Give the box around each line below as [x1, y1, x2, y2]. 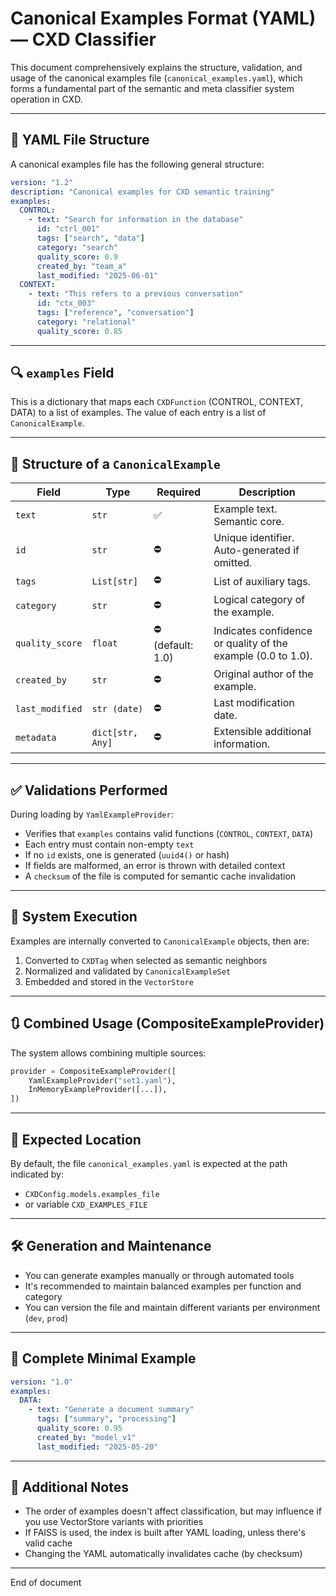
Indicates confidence [213, 623, 313, 637]
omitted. [213, 556, 253, 570]
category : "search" [36, 242, 118, 252]
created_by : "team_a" [36, 261, 128, 271]
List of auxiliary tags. [213, 574, 312, 588]
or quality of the [213, 636, 288, 650]
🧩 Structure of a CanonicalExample [10, 455, 221, 472]
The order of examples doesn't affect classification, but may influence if [24, 1505, 322, 1517]
